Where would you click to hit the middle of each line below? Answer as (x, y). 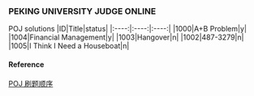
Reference (26, 64)
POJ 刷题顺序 (31, 83)
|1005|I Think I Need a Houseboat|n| (69, 46)
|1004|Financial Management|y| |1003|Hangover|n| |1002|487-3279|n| (126, 37)
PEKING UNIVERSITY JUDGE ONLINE (82, 11)
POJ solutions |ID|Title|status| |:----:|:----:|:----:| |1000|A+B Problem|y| (128, 29)
